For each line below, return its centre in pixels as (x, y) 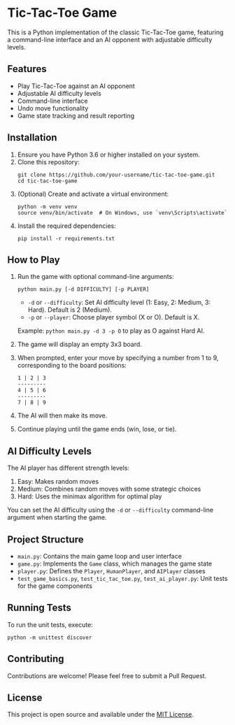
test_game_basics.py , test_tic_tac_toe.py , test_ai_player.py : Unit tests (122, 579)
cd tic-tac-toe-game (47, 181)
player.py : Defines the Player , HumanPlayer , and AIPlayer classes (111, 571)
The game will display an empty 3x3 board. (79, 345)
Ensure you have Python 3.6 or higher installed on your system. (109, 155)
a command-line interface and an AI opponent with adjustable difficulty (110, 39)
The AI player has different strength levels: (69, 468)
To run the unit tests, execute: (50, 624)
